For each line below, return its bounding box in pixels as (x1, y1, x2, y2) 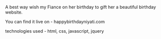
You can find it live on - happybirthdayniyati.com (5, 19, 105, 24)
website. (5, 9, 23, 15)
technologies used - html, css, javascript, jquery (5, 28, 104, 34)
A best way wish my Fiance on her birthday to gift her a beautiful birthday (5, 4, 156, 10)
